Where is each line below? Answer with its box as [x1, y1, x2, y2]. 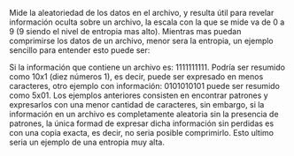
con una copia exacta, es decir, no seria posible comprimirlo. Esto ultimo [9, 128, 275, 137]
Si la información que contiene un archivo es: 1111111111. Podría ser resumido [9, 62, 286, 72]
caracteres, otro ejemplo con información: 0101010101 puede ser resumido [9, 81, 281, 91]
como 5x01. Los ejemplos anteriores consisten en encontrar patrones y [9, 90, 268, 100]
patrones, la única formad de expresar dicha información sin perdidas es [9, 118, 275, 129]
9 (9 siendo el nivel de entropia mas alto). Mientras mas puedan [9, 26, 242, 36]
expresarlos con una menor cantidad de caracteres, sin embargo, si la [9, 100, 265, 109]
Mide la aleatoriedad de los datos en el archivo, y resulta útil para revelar [9, 8, 275, 18]
